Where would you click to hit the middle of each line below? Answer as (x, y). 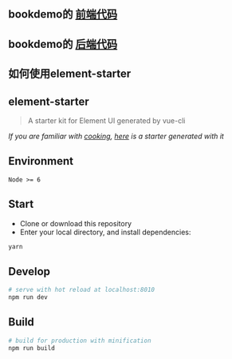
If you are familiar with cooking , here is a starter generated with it (116, 136)
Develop (29, 271)
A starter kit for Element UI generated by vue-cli (106, 120)
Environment (41, 161)
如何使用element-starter (70, 74)
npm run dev (28, 297)
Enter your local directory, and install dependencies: (105, 232)
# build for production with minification (80, 341)
